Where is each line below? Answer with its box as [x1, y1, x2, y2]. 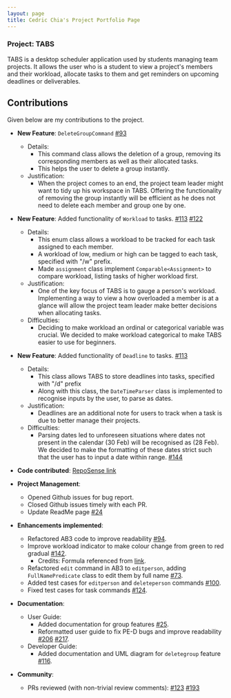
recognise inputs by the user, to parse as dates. [37, 394, 174, 402]
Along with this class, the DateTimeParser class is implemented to [37, 386, 223, 395]
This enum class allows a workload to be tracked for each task [37, 235, 216, 243]
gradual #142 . [27, 549, 67, 557]
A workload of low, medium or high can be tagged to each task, [37, 249, 219, 258]
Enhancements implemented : [17, 521, 103, 529]
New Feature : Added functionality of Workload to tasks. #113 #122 [17, 214, 203, 223]
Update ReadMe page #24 [27, 507, 103, 516]
